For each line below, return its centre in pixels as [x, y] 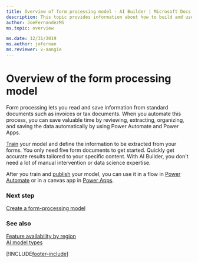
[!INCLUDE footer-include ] [37, 254]
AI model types [24, 242]
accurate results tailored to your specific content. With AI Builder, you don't [97, 156]
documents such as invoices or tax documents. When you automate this [94, 114]
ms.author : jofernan [32, 44]
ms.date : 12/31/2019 [32, 39]
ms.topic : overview [30, 28]
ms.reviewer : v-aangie [34, 50]
